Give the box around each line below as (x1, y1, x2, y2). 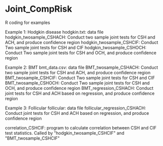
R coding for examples (5, 20, 50, 25)
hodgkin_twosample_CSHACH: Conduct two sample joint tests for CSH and (5, 34, 156, 40)
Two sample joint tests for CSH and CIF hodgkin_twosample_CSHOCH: (5, 44, 147, 50)
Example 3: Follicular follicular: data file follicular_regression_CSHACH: (5, 105, 146, 111)
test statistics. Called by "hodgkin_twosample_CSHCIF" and (5, 130, 125, 136)
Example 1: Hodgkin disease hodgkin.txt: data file (5, 29, 104, 35)
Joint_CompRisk (5, 3, 72, 15)
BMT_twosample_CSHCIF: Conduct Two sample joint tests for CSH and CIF (5, 75, 155, 81)
